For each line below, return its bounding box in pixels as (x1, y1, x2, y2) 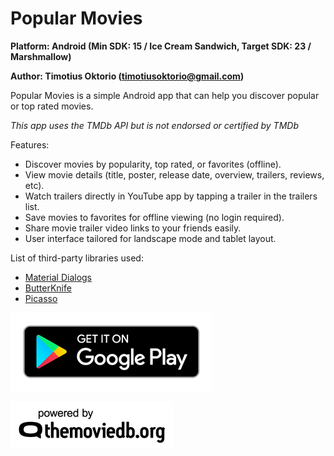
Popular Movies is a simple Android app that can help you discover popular (10, 89, 320, 101)
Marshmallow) (10, 50, 72, 62)
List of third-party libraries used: (10, 252, 144, 264)
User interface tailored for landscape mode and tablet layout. (24, 232, 277, 244)
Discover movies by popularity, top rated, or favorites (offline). (24, 158, 282, 170)
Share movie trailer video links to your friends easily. (24, 222, 242, 234)
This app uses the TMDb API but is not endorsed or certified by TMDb (10, 119, 299, 131)
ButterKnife (24, 282, 72, 294)
